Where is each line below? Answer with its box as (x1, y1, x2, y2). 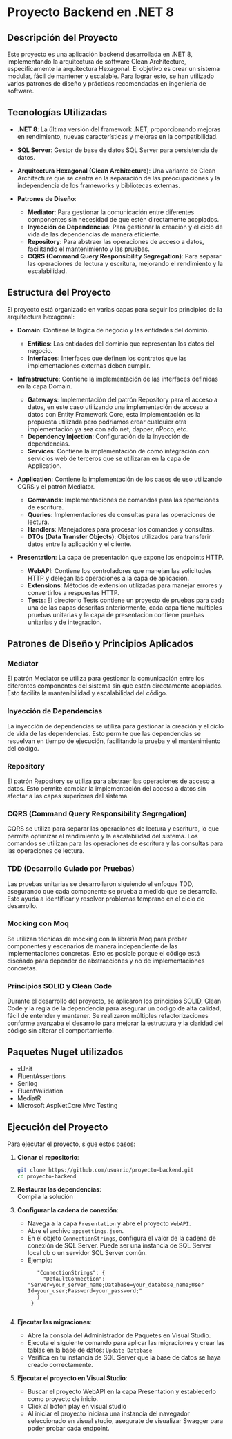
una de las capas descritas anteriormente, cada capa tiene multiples (27, 603, 222, 612)
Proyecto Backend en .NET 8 (7, 4, 175, 20)
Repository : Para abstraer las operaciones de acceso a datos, (27, 237, 204, 245)
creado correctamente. (27, 1361, 93, 1369)
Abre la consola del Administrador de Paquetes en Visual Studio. (27, 1331, 211, 1339)
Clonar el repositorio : (17, 1153, 79, 1161)
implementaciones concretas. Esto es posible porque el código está (7, 949, 200, 957)
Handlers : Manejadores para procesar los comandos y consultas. (27, 525, 215, 533)
